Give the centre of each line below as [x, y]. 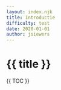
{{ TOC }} [18, 81]
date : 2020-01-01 [28, 29]
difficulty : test [28, 23]
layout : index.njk [29, 12]
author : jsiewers [28, 34]
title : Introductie [31, 18]
